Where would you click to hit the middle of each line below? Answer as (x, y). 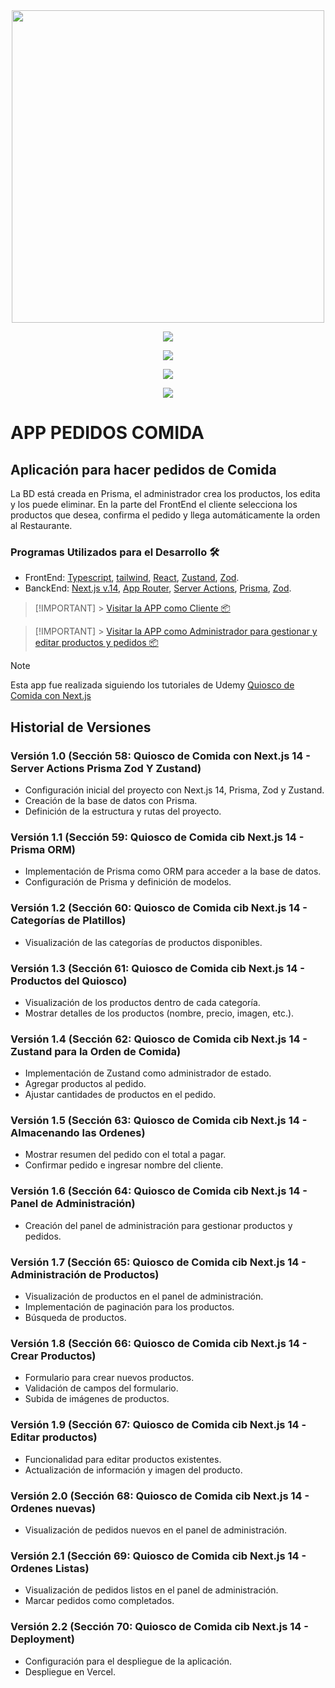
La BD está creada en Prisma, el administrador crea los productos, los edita (165, 493)
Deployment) (42, 1639)
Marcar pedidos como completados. (99, 1601)
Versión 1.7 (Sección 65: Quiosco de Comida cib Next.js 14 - (158, 1262)
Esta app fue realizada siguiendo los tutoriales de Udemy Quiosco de (152, 685)
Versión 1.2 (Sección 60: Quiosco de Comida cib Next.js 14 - (159, 908)
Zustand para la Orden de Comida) (96, 1051)
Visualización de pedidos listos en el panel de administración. (151, 1590)
